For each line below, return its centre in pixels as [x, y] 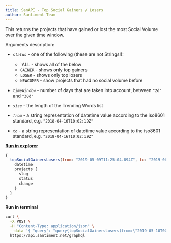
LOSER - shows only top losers [51, 75]
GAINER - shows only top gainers [54, 70]
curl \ [12, 217]
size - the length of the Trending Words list [58, 105]
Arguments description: [30, 44]
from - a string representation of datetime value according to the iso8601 [89, 115]
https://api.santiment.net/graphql [48, 235]
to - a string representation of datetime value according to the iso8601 [86, 131]
